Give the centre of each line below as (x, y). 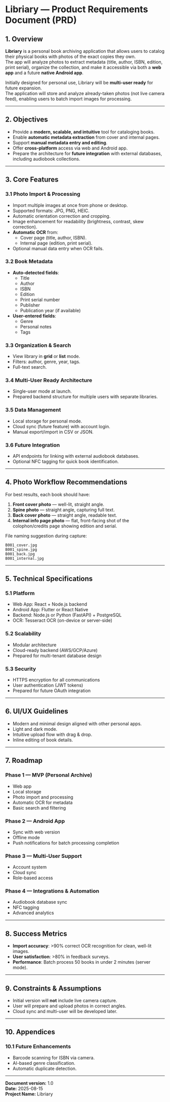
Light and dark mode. (35, 729)
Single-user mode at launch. (42, 391)
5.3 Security (21, 669)
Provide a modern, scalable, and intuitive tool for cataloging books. (83, 132)
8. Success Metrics (36, 933)
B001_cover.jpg (21, 545)
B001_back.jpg (20, 554)
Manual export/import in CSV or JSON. (53, 432)
